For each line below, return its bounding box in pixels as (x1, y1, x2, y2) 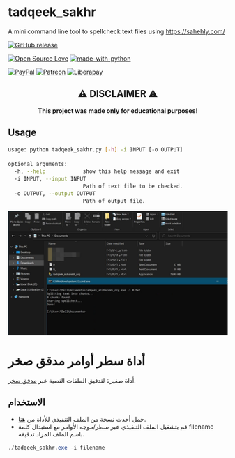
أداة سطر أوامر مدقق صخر (8, 353, 146, 369)
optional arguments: (8, 161, 68, 168)
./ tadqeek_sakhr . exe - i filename (8, 444, 105, 451)
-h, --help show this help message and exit (14, 168, 180, 175)
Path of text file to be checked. (82, 183, 183, 190)
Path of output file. (82, 197, 146, 204)
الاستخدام (8, 397, 46, 409)
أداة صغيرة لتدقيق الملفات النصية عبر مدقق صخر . (8, 376, 137, 384)
